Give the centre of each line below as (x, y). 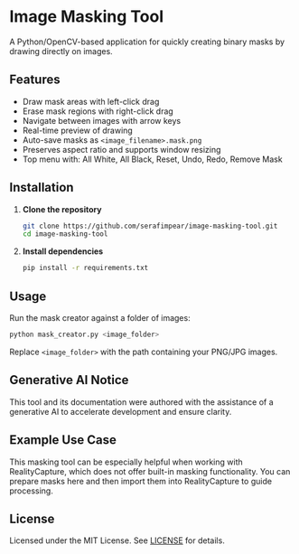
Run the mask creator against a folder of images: (100, 318)
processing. (32, 491)
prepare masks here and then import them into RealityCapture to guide (141, 481)
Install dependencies (63, 251)
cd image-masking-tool (65, 234)
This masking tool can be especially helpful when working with (126, 462)
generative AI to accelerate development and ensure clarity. (121, 411)
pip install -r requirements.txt (85, 268)
